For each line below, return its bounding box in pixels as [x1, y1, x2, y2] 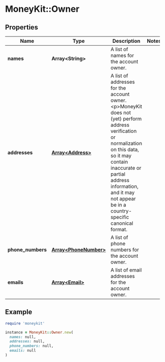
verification [110, 128, 137, 134]
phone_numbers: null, [9, 343, 54, 349]
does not [110, 109, 131, 116]
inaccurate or [110, 165, 141, 171]
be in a [110, 202, 126, 208]
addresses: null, [9, 339, 45, 344]
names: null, [9, 334, 36, 339]
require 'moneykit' [5, 321, 45, 326]
